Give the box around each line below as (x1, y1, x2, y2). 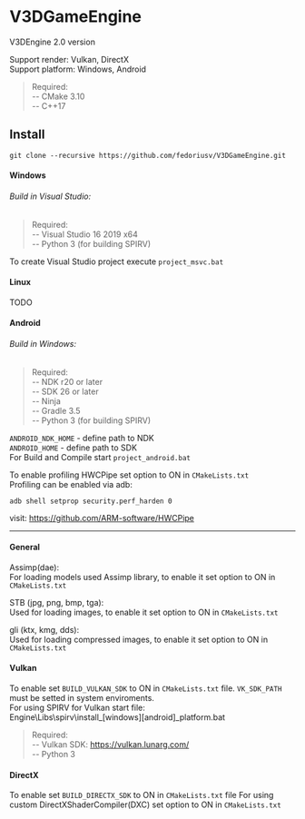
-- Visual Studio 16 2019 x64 (31, 229, 139, 240)
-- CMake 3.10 (31, 91, 85, 102)
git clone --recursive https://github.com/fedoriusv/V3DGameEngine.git (9, 151, 286, 160)
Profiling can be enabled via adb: (9, 479, 133, 489)
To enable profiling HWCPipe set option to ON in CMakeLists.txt (9, 469, 250, 480)
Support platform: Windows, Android (9, 64, 147, 74)
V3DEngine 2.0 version (9, 36, 95, 47)
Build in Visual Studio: (9, 191, 92, 202)
